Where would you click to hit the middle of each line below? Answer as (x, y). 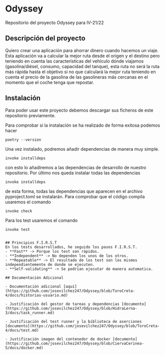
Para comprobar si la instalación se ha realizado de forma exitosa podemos (83, 125)
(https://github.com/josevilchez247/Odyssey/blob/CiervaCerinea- (74, 343)
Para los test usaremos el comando (41, 220)
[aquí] (70, 286)
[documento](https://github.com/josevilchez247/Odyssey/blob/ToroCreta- (82, 326)
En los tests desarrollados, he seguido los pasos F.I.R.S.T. (71, 247)
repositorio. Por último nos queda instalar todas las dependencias (73, 173)
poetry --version (23, 140)
